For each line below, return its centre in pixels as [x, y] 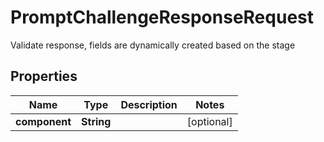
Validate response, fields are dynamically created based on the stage [153, 45]
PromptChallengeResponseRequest [162, 17]
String [96, 121]
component [43, 121]
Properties [44, 76]
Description [149, 104]
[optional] [209, 121]
